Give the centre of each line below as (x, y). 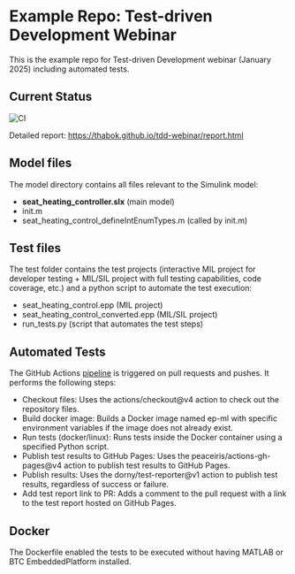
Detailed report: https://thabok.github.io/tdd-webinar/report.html (127, 135)
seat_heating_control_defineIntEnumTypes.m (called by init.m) (135, 220)
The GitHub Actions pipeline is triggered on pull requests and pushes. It (139, 373)
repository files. (50, 409)
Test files (35, 248)
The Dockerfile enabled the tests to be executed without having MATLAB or (147, 552)
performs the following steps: (63, 383)
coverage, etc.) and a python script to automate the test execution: (131, 288)
